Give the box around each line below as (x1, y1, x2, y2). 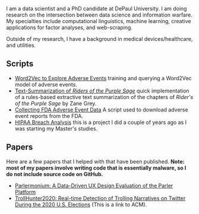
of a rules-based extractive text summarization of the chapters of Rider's (14, 93, 194, 100)
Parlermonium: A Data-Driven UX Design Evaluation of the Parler (14, 182, 173, 189)
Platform (14, 188, 36, 195)
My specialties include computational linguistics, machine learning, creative (6, 18, 191, 24)
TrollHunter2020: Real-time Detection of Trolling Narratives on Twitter (14, 194, 186, 202)
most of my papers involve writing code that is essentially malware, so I (6, 164, 187, 171)
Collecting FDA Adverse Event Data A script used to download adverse (14, 106, 188, 113)
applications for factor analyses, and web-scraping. (6, 24, 132, 31)
